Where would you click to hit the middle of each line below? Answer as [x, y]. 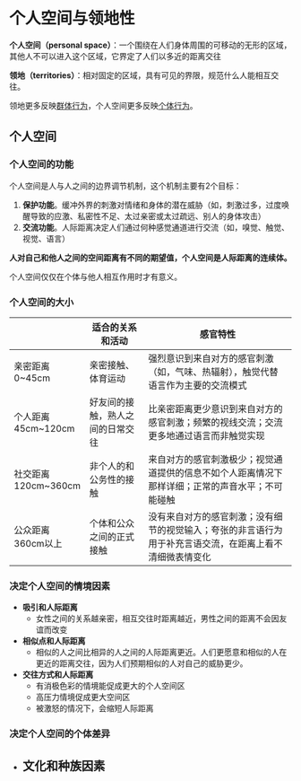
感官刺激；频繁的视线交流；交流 [216, 422]
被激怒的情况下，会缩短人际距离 [95, 708]
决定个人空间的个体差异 [60, 734]
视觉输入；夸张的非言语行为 [225, 530]
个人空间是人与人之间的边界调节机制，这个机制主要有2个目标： [125, 186]
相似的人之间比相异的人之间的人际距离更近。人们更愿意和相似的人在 [161, 653]
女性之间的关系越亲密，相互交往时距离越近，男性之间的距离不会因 [157, 619]
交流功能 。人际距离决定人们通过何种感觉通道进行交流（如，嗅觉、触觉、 [155, 227]
